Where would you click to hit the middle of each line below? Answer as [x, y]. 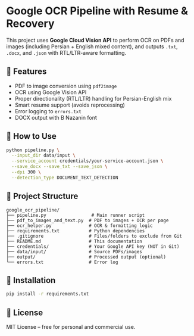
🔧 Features [26, 72]
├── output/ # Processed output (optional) [86, 257]
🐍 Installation [31, 280]
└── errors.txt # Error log [62, 262]
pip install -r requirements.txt [48, 294]
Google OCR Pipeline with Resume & [97, 11]
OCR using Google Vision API [51, 92]
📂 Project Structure [42, 196]
